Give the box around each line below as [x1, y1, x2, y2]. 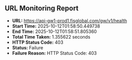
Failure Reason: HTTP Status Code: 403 [12, 50, 97, 56]
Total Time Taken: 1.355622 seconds [12, 34, 91, 40]
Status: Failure [12, 44, 44, 50]
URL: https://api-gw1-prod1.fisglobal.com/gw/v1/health [12, 17, 127, 23]
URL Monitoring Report [5, 4, 79, 13]
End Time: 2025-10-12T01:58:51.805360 [12, 28, 97, 35]
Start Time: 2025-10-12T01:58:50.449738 [12, 23, 100, 29]
